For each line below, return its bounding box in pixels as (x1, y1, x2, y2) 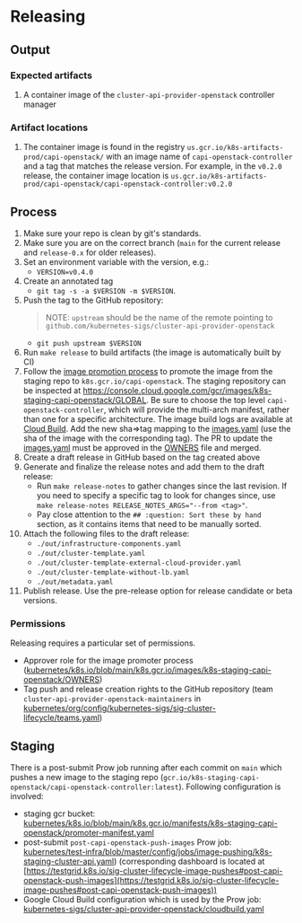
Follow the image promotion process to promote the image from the (22, 365, 273, 376)
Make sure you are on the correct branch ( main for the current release (22, 237, 281, 248)
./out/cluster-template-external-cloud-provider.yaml (36, 558, 242, 567)
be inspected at (22, 384, 82, 396)
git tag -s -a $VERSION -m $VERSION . (36, 285, 177, 295)
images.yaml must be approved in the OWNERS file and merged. (22, 442, 262, 453)
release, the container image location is (22, 171, 169, 181)
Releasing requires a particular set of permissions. (10, 637, 196, 648)
